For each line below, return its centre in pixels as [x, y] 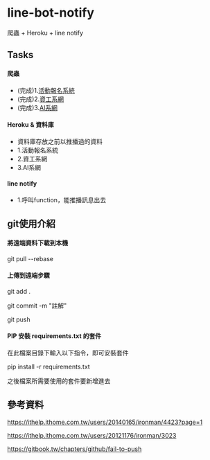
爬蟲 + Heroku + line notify [45, 33]
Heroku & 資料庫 [30, 125]
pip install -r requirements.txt [49, 366]
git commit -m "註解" [37, 306]
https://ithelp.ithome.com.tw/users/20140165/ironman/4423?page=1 [105, 422]
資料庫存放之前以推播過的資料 [60, 141]
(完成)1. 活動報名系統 [46, 90]
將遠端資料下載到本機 [37, 242]
